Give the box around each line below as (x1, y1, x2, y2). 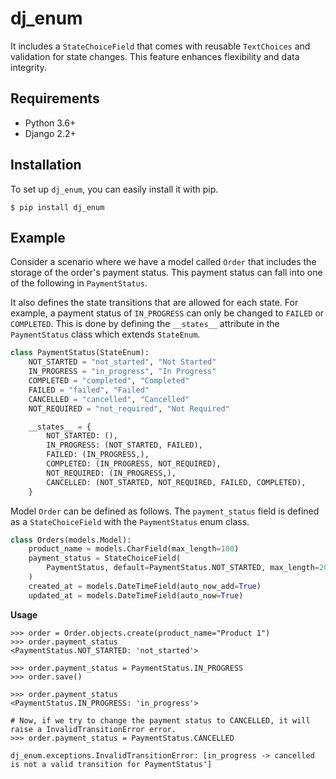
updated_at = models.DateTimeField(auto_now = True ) (28, 590, 244, 601)
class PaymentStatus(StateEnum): (10, 348, 150, 358)
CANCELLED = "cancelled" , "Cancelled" (28, 394, 190, 404)
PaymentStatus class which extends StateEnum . (10, 328, 201, 341)
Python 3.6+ (24, 117, 77, 129)
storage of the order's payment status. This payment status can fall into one (10, 267, 323, 279)
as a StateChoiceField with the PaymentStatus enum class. (10, 515, 250, 527)
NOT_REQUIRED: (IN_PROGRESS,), (46, 468, 177, 478)
